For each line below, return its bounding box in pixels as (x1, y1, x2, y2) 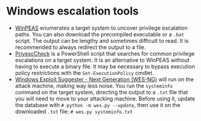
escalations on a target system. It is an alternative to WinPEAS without (14, 56, 190, 64)
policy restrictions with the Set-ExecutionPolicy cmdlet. (14, 69, 154, 76)
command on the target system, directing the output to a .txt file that (14, 88, 188, 96)
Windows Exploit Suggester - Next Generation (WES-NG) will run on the (14, 76, 194, 83)
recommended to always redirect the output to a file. (14, 44, 146, 51)
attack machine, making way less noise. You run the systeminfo (14, 82, 173, 89)
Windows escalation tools (6, 4, 139, 18)
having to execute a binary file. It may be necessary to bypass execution (14, 62, 195, 70)
